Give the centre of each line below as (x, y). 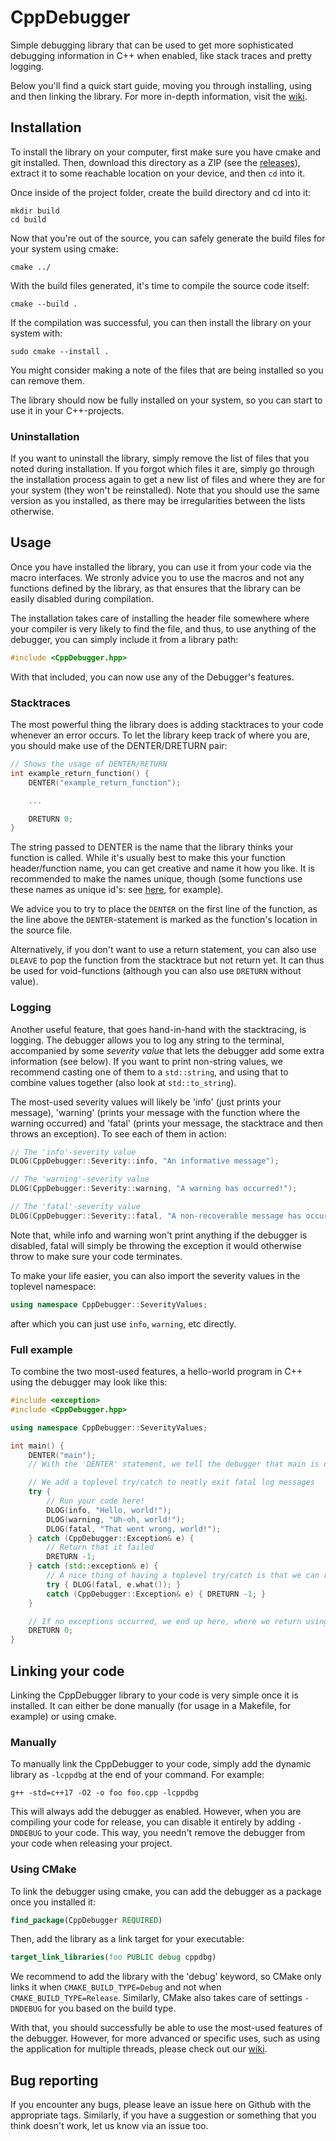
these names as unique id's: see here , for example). (117, 890)
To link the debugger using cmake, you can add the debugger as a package (166, 1891)
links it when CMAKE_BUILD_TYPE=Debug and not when (116, 1987)
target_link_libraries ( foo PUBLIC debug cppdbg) (113, 1957)
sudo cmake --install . (60, 351)
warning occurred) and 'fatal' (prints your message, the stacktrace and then (167, 1123)
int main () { (37, 1446)
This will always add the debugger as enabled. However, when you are (156, 1812)
